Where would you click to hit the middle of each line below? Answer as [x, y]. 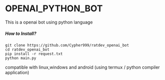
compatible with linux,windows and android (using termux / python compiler [82, 67]
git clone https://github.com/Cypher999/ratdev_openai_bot [67, 45]
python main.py [21, 58]
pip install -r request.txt [34, 54]
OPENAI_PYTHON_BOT [54, 9]
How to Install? [21, 33]
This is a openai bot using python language [49, 22]
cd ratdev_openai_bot [27, 50]
